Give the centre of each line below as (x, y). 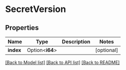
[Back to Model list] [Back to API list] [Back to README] (62, 62)
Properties (22, 28)
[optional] (107, 50)
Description (76, 42)
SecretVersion (36, 9)
